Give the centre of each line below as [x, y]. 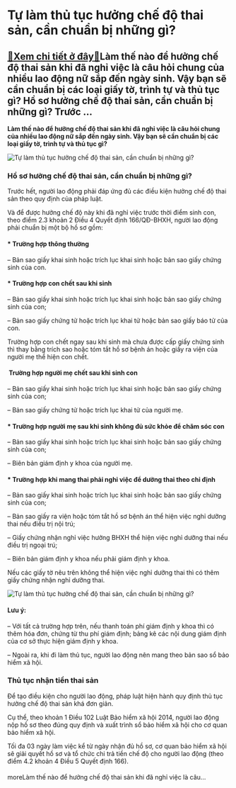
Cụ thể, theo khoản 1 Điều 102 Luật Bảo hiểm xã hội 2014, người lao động [113, 717]
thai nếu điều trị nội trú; [41, 524]
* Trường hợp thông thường [48, 244]
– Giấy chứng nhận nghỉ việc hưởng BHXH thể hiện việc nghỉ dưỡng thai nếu [118, 538]
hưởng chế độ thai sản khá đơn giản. [60, 703]
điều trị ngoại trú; [33, 545]
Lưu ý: [17, 610]
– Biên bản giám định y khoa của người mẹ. [70, 463]
